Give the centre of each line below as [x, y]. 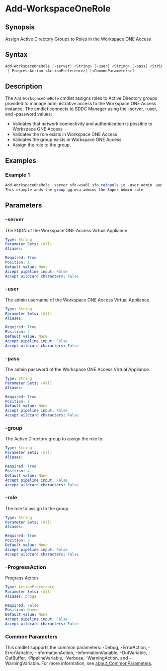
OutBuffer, [16, 658]
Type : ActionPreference [30, 587]
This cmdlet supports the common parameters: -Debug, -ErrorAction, [76, 648]
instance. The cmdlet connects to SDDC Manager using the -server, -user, [81, 109]
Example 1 [18, 175]
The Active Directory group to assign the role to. [54, 439]
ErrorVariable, [19, 653]
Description [24, 86]
